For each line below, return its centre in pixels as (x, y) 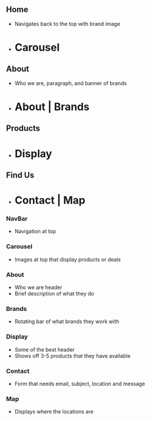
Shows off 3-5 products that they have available (72, 356)
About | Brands (52, 107)
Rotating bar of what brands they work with (67, 321)
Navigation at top (35, 232)
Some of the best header (44, 349)
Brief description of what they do (54, 294)
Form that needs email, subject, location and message (80, 383)
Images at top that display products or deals (68, 259)
